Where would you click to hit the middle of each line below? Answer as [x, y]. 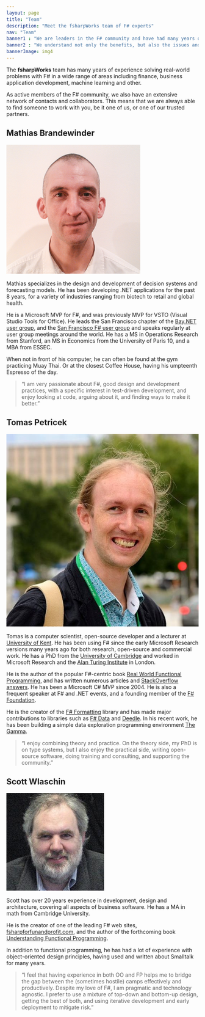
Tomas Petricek [37, 422]
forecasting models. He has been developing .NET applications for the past [101, 290]
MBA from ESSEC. [29, 347]
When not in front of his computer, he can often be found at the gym [92, 359]
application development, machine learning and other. [74, 82]
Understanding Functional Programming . [57, 938]
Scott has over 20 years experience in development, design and [87, 900]
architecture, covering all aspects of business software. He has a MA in [96, 907]
